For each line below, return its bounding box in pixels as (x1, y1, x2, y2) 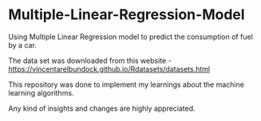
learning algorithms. (8, 88, 74, 97)
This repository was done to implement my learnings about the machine (8, 80, 245, 89)
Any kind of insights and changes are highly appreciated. (8, 103, 196, 113)
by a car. (8, 40, 38, 49)
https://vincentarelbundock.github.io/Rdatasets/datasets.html (8, 64, 210, 73)
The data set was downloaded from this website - (8, 56, 172, 65)
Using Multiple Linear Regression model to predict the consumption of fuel (8, 32, 253, 41)
